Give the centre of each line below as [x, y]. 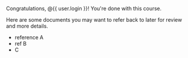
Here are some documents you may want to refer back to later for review [94, 20]
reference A [29, 37]
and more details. [27, 26]
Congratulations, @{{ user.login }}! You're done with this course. [84, 8]
